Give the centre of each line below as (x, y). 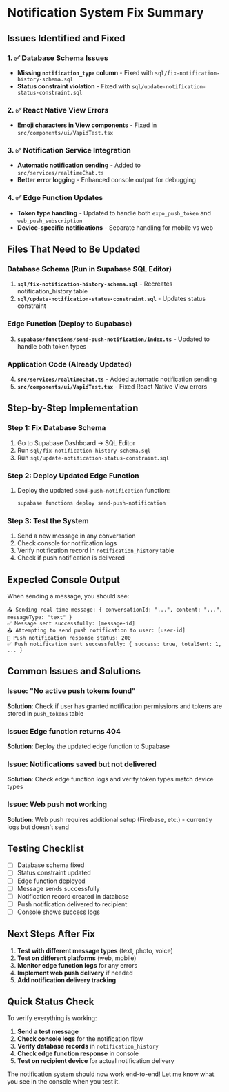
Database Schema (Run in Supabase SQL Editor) (90, 269)
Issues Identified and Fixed (66, 38)
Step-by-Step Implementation (73, 408)
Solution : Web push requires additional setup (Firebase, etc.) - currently (110, 819)
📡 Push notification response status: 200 (69, 638)
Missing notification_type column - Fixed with (85, 72)
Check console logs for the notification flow (80, 1039)
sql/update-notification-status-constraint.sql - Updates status (111, 299)
